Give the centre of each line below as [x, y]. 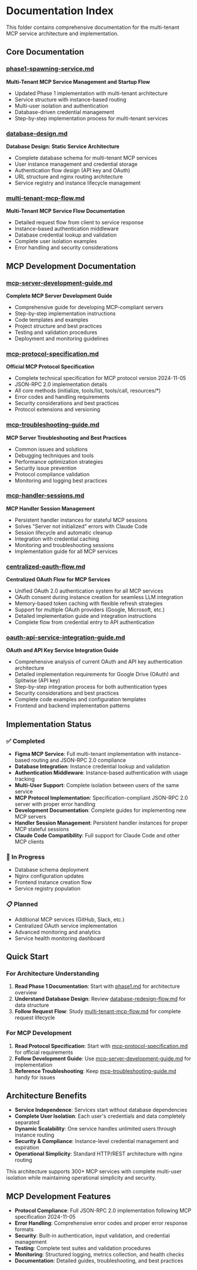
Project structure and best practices [58, 326]
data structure [32, 1005]
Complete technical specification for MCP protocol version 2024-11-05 [100, 378]
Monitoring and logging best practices [61, 480]
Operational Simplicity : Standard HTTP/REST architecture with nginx [98, 1154]
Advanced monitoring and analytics [58, 932]
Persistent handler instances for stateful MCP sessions [81, 520]
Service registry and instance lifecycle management [78, 183]
